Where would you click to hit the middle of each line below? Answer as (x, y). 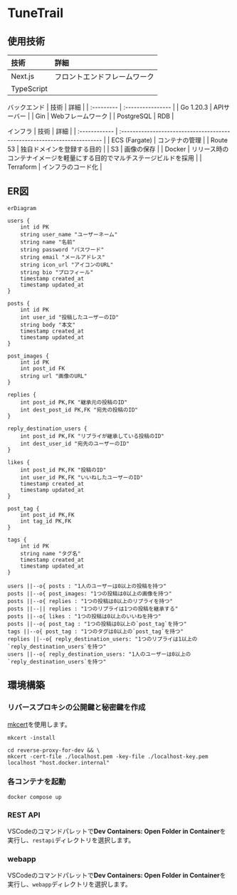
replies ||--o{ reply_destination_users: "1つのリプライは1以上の (102, 639)
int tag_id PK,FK (46, 521)
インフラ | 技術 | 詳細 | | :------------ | (63, 131)
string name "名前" (48, 242)
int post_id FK (43, 368)
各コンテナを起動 (37, 782)
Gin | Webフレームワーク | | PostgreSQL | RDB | (105, 116)
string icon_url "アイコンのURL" (67, 265)
